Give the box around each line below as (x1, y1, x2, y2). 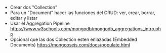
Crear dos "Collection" (10, 5, 57, 10)
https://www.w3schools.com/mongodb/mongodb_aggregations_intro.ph (10, 26, 161, 32)
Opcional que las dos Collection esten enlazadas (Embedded (10, 36, 138, 42)
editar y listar (10, 15, 38, 21)
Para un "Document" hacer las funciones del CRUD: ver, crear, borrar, (10, 10, 156, 16)
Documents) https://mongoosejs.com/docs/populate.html (10, 42, 130, 47)
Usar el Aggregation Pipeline (10, 20, 70, 26)
